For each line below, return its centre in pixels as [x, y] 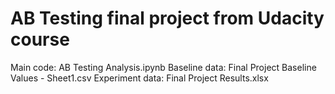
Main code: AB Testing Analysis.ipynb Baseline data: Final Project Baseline [163, 67]
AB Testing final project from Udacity [167, 18]
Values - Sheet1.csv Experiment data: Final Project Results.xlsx [139, 78]
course [40, 39]
